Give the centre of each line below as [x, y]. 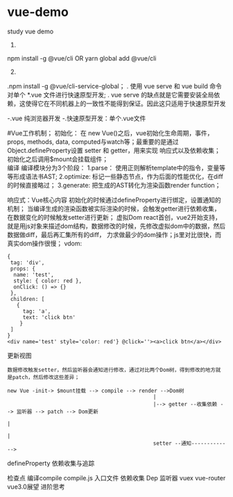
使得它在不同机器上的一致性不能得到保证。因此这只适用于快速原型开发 [126, 103]
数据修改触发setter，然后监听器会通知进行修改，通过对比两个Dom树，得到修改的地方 [112, 370]
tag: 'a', [37, 311]
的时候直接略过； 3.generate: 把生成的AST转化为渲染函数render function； [114, 185]
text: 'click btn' [49, 317]
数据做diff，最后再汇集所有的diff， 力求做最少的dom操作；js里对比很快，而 [114, 234]
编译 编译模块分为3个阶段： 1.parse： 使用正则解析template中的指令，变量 [113, 168]
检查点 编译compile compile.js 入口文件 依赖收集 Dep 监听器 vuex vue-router [116, 478]
